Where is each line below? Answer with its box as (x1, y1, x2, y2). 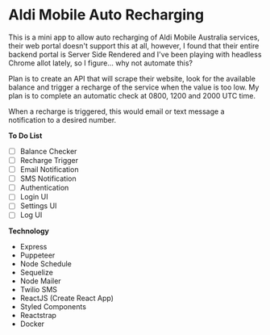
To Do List (8, 131, 43, 140)
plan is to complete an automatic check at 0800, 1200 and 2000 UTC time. (8, 90, 256, 100)
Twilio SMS (19, 285, 58, 295)
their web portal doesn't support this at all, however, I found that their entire (8, 40, 260, 50)
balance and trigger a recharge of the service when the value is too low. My (8, 82, 260, 92)
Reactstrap (19, 311, 56, 320)
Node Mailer (19, 276, 62, 286)
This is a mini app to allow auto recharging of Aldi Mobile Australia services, (8, 32, 260, 42)
